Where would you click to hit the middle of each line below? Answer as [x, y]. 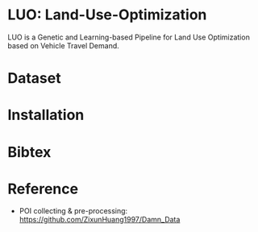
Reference [43, 189]
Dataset [34, 79]
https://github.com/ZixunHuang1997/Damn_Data [100, 220]
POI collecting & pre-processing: [73, 211]
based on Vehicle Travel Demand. [64, 45]
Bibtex [29, 152]
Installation [46, 115]
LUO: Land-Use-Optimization [107, 15]
